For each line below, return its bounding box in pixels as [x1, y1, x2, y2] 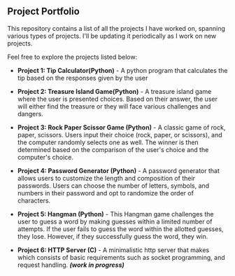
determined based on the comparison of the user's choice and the [17, 145, 209, 153]
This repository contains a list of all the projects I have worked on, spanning [7, 24, 225, 32]
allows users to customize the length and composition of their [17, 174, 196, 182]
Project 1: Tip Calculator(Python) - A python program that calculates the [17, 66, 228, 74]
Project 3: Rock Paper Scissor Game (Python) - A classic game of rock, [17, 123, 226, 132]
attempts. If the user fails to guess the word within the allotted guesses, [17, 224, 224, 233]
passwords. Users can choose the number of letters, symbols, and [17, 181, 210, 190]
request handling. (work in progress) [17, 261, 124, 269]
